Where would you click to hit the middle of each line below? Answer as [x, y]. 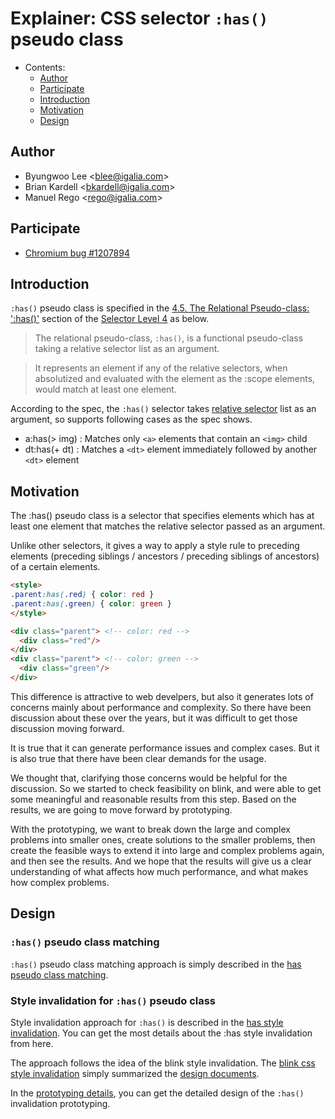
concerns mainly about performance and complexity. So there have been [161, 707]
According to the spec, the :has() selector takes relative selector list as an [163, 409]
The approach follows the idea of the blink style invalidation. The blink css [163, 1063]
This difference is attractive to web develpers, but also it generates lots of [162, 696]
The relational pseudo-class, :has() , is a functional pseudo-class [169, 338]
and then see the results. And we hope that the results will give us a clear [161, 861]
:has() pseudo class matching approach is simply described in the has [156, 964]
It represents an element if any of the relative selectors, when [161, 368]
